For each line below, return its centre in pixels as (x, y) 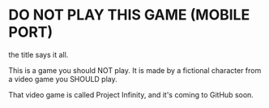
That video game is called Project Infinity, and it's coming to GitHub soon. (131, 94)
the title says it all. (38, 54)
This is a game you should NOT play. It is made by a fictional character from (135, 70)
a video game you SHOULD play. (63, 79)
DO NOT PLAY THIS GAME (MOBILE (129, 15)
